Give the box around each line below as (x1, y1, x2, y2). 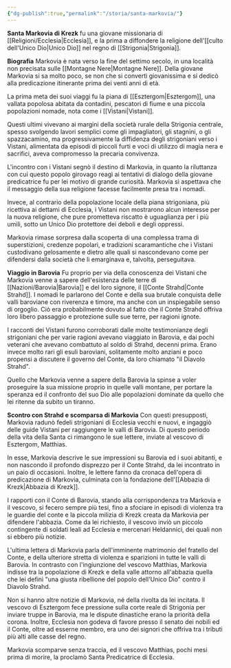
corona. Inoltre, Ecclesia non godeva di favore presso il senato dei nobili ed (7, 617, 220, 626)
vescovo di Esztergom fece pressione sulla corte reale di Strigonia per (7, 603, 206, 611)
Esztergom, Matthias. (7, 440, 67, 448)
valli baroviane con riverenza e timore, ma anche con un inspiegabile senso (7, 297, 221, 306)
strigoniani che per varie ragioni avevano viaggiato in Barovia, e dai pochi (7, 333, 214, 341)
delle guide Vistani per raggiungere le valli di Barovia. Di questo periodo (7, 425, 210, 433)
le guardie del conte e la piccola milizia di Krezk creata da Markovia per (7, 510, 209, 519)
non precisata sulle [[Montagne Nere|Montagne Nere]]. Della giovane (7, 64, 203, 72)
